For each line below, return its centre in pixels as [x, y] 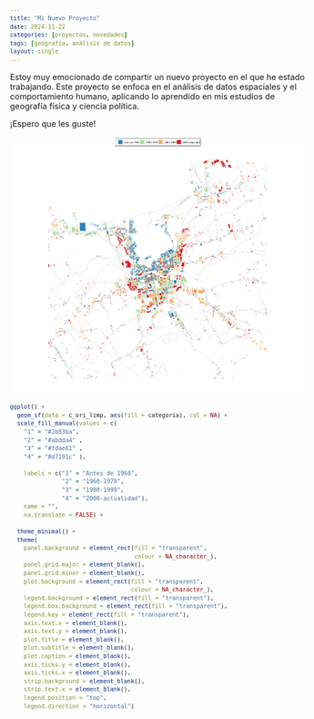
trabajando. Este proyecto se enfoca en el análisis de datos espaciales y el [153, 87]
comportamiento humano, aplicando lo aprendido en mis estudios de [142, 96]
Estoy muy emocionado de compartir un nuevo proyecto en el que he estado [157, 77]
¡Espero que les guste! [53, 124]
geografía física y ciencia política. [75, 106]
